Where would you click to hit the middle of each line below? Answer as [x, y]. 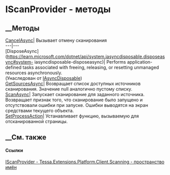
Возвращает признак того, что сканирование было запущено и [74, 100]
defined [14, 67]
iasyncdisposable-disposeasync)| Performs [80, 62]
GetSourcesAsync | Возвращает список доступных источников [73, 83]
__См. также [26, 138]
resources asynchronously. [34, 73]
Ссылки [14, 150]
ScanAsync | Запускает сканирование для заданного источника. [75, 94]
